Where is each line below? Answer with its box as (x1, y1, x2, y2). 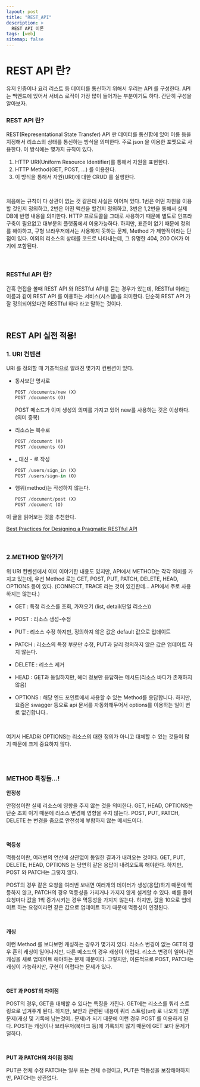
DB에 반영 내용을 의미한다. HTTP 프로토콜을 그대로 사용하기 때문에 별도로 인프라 (6, 212, 192, 220)
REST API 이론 (11, 25, 44, 32)
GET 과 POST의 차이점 (6, 987, 59, 994)
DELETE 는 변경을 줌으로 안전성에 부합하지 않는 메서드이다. (6, 817, 143, 824)
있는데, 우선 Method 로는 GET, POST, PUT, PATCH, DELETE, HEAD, (17, 575, 179, 582)
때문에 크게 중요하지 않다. (12, 740, 71, 748)
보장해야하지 (161, 1066, 190, 1074)
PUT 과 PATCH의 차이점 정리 (6, 1054, 73, 1061)
